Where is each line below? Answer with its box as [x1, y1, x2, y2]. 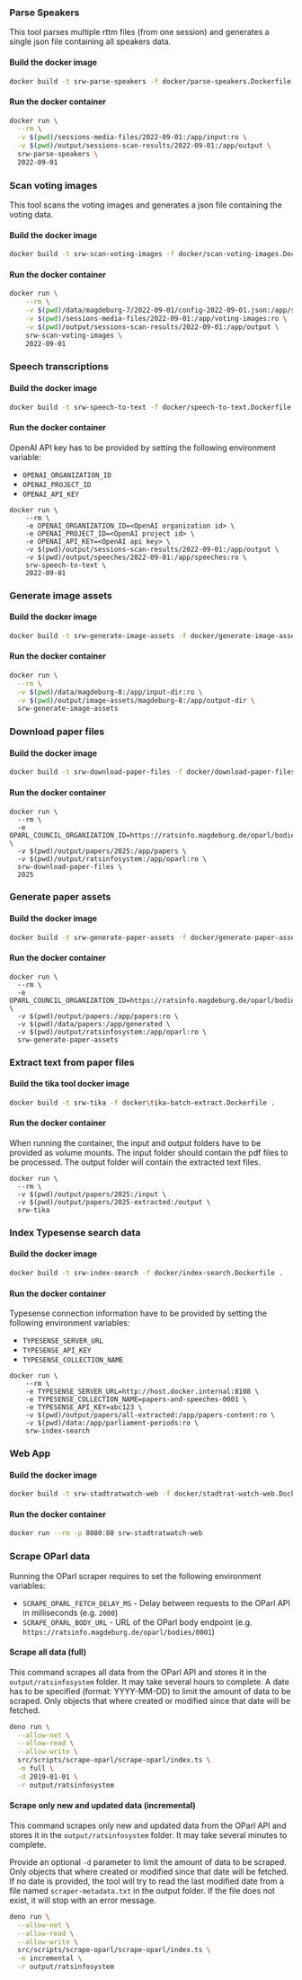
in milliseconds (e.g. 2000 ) [22, 1607, 119, 1618]
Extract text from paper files [9, 1056, 135, 1069]
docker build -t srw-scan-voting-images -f [9, 250, 175, 259]
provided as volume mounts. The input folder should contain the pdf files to [9, 1147, 289, 1158]
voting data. [9, 209, 54, 220]
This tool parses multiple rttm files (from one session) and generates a [9, 27, 270, 38]
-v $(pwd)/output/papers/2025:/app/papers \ [17, 847, 187, 856]
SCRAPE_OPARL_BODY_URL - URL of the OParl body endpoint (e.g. [22, 1616, 253, 1628]
